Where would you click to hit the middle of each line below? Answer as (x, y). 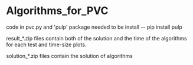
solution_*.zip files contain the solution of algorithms (69, 56)
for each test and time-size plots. (46, 45)
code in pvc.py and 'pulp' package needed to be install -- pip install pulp (94, 27)
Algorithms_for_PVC (57, 11)
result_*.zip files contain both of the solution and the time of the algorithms (97, 38)
